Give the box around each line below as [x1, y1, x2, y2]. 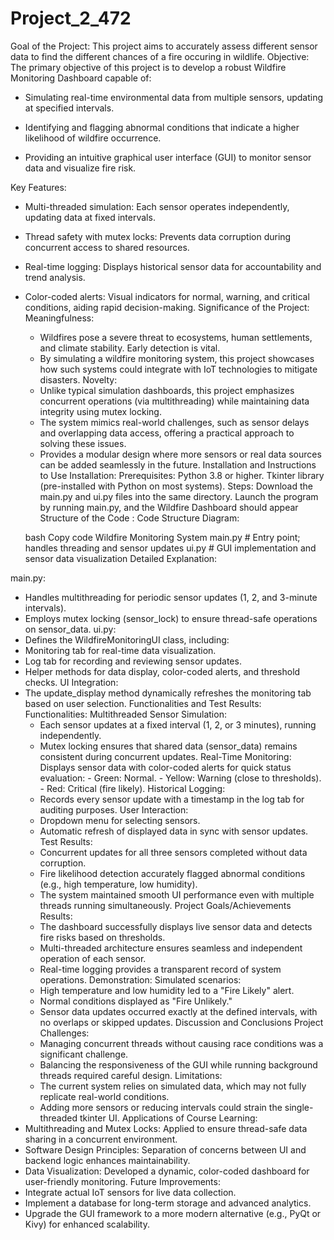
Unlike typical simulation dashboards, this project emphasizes [39, 384, 295, 396]
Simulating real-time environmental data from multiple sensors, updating [24, 91, 324, 103]
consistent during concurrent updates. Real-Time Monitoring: [39, 750, 292, 762]
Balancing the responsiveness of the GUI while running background [39, 1058, 318, 1071]
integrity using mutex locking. [39, 405, 162, 417]
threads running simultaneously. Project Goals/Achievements [39, 899, 292, 911]
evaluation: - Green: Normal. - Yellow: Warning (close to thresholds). [39, 772, 322, 784]
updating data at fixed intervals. [24, 211, 156, 223]
